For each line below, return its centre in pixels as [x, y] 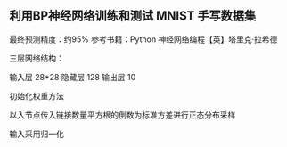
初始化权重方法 [37, 95]
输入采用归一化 [37, 134]
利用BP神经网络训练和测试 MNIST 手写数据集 [133, 16]
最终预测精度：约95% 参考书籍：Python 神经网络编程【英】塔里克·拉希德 [143, 39]
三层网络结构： [37, 58]
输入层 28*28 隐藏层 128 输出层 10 [73, 77]
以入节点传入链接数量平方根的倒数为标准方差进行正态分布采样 [123, 115]
